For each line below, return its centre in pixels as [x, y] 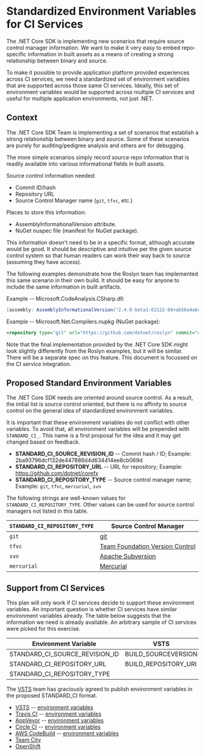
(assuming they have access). [44, 262]
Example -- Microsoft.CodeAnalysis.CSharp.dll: [66, 298]
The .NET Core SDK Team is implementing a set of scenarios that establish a [103, 132]
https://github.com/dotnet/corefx [57, 473]
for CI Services [45, 24]
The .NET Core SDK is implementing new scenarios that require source [95, 41]
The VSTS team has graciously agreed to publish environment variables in [99, 689]
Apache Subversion [128, 556]
